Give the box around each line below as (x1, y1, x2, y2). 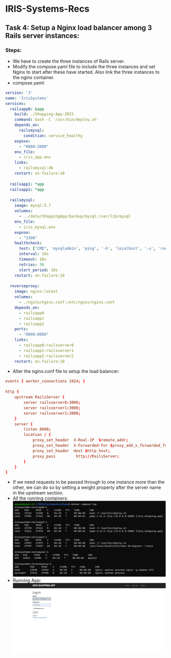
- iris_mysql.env (18, 225, 56, 230)
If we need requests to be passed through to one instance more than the (12, 479, 165, 485)
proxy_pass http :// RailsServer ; (32, 454, 120, 459)
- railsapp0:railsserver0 (18, 343, 74, 348)
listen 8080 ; (23, 427, 51, 432)
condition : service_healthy (23, 133, 83, 138)
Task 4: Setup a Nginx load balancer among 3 (5, 23, 152, 32)
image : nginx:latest (14, 289, 58, 294)
